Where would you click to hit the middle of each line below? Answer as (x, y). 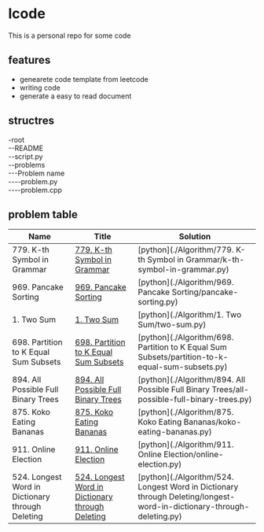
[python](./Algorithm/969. (186, 283)
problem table (43, 214)
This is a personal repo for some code (70, 35)
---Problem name (37, 173)
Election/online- (194, 455)
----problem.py (33, 181)
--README (26, 148)
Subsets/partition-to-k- (183, 357)
